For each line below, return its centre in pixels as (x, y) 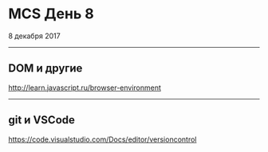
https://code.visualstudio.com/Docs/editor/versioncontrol (102, 139)
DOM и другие (45, 68)
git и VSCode (42, 120)
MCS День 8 (51, 14)
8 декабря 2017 (35, 36)
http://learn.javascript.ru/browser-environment (85, 88)
